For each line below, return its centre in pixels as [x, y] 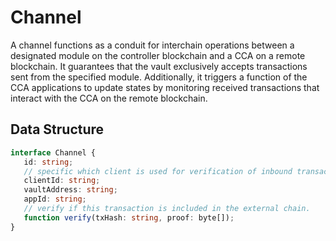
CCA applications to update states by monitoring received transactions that [165, 87]
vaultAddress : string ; [70, 190]
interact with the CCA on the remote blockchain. [109, 98]
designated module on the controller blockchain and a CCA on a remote [158, 55]
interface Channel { [53, 152]
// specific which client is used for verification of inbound [158, 171]
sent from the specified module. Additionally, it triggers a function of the [159, 77]
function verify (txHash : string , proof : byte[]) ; [129, 217]
